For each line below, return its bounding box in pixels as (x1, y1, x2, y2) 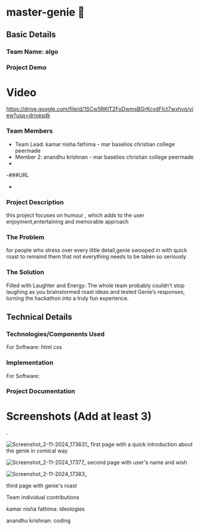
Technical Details (6, 312, 73, 322)
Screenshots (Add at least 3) (6, 409, 152, 423)
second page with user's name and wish (86, 459, 187, 466)
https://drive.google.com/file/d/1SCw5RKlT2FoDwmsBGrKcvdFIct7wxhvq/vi (6, 105, 194, 113)
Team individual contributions (6, 494, 80, 501)
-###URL (6, 171, 29, 178)
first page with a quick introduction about (90, 441, 193, 448)
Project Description (6, 198, 64, 206)
